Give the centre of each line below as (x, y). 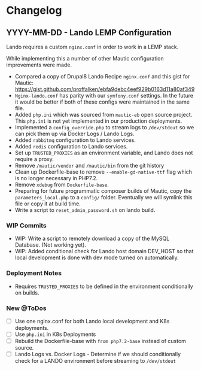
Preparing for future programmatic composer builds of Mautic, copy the (103, 191)
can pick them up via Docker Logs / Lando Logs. (74, 134)
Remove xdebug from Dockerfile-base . (62, 184)
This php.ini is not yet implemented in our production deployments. (98, 121)
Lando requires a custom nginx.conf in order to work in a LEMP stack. (92, 47)
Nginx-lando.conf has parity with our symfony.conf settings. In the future (104, 95)
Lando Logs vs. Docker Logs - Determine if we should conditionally (98, 354)
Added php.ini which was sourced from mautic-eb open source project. (103, 115)
